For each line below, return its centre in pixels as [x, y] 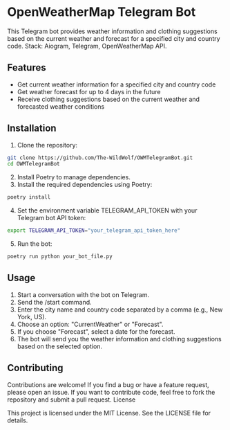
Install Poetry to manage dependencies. [74, 177]
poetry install [29, 197]
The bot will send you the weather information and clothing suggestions [119, 339]
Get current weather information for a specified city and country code [116, 84]
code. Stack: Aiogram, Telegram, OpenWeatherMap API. [87, 46]
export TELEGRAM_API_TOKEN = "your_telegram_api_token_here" [94, 231]
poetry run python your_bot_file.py [60, 257]
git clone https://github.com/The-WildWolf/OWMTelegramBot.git [100, 158]
